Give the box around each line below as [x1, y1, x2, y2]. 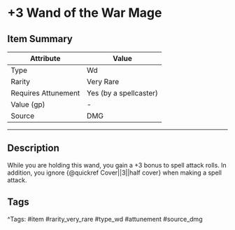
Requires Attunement [10, 88, 80, 97]
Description [7, 142, 59, 154]
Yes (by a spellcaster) [86, 88, 159, 97]
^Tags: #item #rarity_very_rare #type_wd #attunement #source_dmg [7, 215, 203, 223]
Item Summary [7, 33, 73, 45]
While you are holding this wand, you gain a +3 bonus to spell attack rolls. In [7, 161, 227, 169]
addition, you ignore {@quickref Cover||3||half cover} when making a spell [7, 168, 222, 177]
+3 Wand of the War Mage [7, 5, 162, 21]
